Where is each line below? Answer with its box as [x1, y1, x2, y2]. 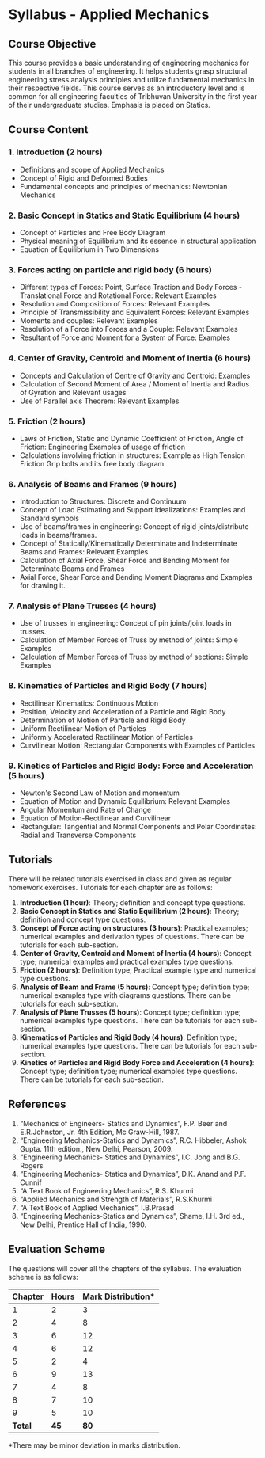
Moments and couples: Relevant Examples [19, 316, 158, 325]
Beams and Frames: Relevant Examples [19, 547, 149, 557]
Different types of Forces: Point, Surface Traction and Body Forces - [19, 283, 243, 292]
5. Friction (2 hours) [8, 416, 85, 427]
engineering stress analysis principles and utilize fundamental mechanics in [8, 75, 255, 84]
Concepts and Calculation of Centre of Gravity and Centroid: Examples [19, 371, 251, 380]
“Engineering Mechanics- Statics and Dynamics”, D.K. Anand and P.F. [19, 1169, 247, 1178]
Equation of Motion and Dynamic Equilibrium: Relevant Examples [19, 797, 231, 806]
